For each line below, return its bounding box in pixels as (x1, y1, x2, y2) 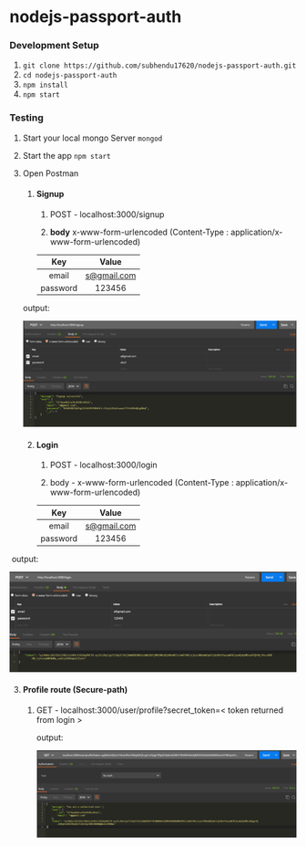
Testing (9, 111, 44, 124)
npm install (22, 80, 68, 90)
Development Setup (9, 39, 99, 52)
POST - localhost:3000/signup (49, 208, 165, 220)
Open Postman (22, 167, 79, 179)
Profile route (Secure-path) (22, 685, 128, 695)
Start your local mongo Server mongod (22, 132, 163, 143)
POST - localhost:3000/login (49, 459, 158, 471)
